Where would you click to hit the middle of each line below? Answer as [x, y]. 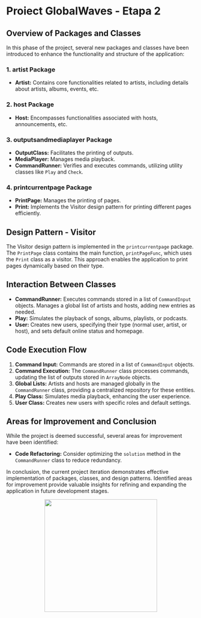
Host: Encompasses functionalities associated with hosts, [86, 118]
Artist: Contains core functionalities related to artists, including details [102, 83]
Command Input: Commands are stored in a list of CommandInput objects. [105, 364]
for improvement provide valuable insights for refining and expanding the [97, 485]
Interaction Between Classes [61, 284]
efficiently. [28, 213]
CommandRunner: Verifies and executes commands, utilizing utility [99, 165]
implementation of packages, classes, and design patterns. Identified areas [99, 478]
